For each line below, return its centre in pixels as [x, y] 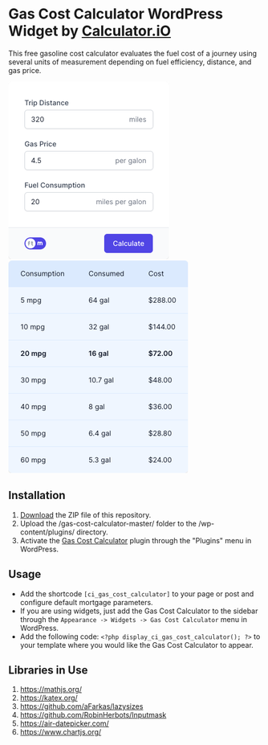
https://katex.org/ [49, 698]
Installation [37, 495]
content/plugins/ [47, 532]
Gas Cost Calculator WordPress [116, 14]
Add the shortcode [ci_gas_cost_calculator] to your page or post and [137, 594]
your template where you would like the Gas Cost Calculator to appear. [137, 645]
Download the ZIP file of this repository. [85, 514]
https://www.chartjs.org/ [61, 732]
